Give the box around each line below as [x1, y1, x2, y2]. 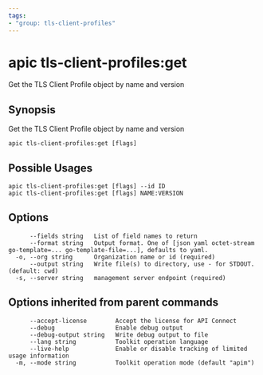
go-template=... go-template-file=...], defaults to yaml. [8, 246, 209, 254]
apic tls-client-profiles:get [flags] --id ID [8, 183, 166, 191]
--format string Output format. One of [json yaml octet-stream [29, 239, 255, 247]
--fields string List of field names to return [29, 232, 198, 240]
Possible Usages [8, 161, 93, 175]
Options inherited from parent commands [8, 296, 219, 310]
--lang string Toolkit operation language [29, 337, 209, 345]
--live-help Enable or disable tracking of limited [29, 345, 248, 353]
